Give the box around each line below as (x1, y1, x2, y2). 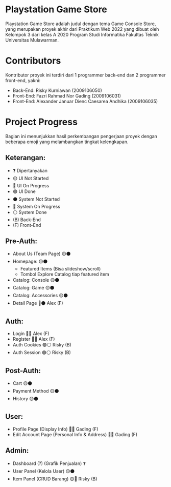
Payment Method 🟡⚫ (12, 388, 60, 394)
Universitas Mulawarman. (5, 37, 59, 43)
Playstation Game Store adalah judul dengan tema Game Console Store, (5, 21, 156, 27)
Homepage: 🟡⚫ (12, 258, 48, 265)
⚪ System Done (12, 209, 47, 215)
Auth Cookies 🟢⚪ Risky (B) (12, 342, 71, 348)
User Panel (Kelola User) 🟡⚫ (12, 468, 75, 474)
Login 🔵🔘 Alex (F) (12, 330, 50, 337)
